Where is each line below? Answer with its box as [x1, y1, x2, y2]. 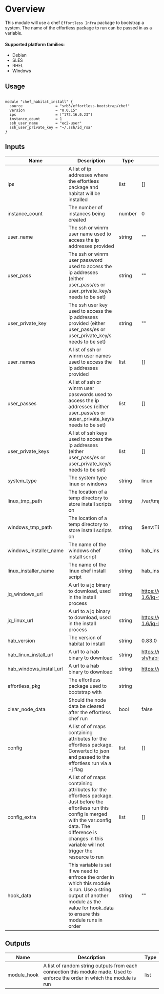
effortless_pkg [7, 682, 41, 689]
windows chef [68, 547, 101, 554]
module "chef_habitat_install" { [5, 99, 73, 104]
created [68, 216, 86, 223]
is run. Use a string [68, 886, 112, 893]
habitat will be [68, 190, 101, 197]
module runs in [68, 917, 103, 923]
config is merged [68, 810, 107, 817]
